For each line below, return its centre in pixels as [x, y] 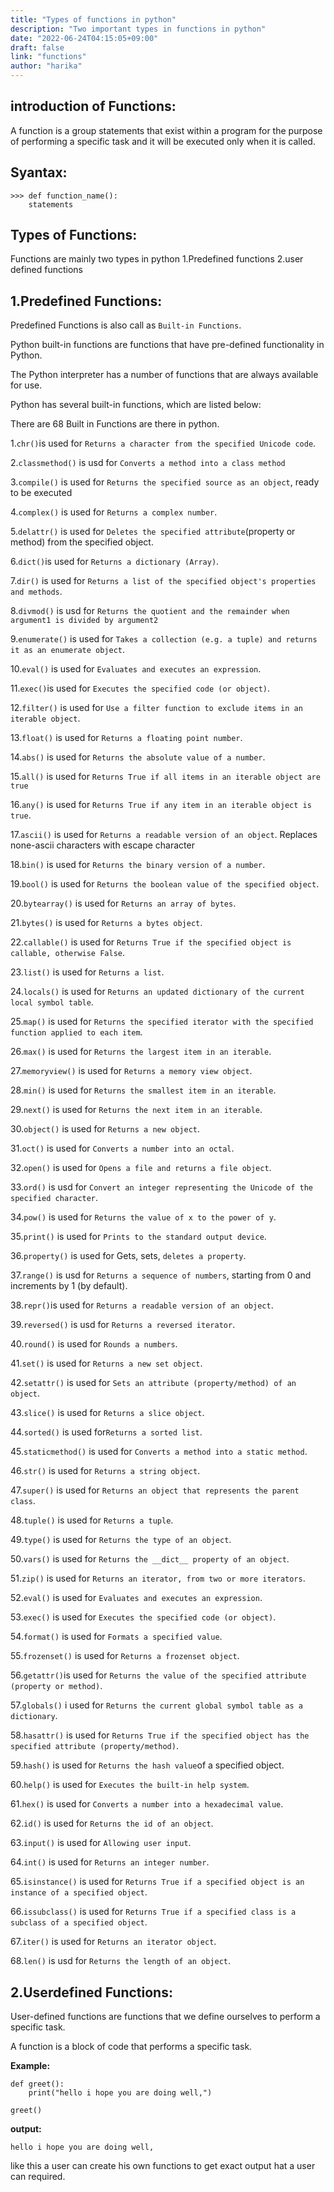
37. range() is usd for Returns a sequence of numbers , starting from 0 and [161, 1275]
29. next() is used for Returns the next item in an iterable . [136, 1110]
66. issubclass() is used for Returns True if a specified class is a [153, 1912]
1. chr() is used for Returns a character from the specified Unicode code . [163, 443]
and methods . [36, 592]
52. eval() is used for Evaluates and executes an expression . [136, 1598]
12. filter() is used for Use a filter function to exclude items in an [156, 708]
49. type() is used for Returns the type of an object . [121, 1540]
